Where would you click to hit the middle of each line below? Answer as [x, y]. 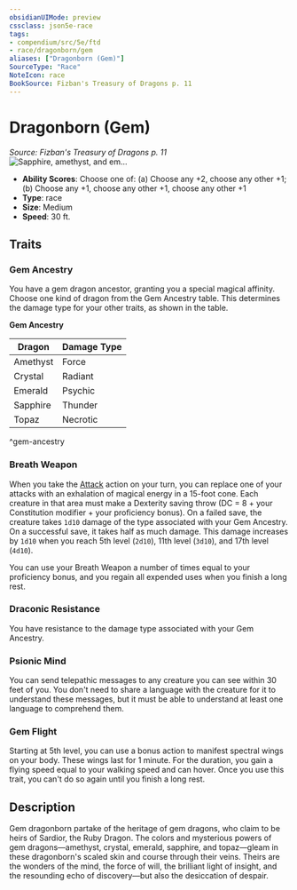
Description [42, 807]
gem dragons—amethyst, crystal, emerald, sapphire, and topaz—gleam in [144, 847]
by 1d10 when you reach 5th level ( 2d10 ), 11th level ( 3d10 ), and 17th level [139, 540]
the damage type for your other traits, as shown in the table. [119, 308]
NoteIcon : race [37, 75]
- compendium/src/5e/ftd [55, 42]
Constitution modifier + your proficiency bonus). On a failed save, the [136, 513]
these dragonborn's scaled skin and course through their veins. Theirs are [145, 857]
